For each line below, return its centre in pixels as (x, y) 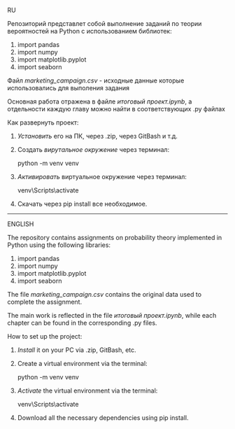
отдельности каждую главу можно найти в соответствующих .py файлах (116, 109)
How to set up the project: (45, 336)
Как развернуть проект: (43, 122)
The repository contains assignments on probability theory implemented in (115, 238)
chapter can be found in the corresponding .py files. (82, 323)
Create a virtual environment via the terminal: (83, 364)
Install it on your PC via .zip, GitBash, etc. (77, 350)
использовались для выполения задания (69, 88)
